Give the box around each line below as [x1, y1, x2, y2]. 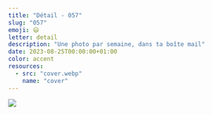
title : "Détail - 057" [8, 11, 82, 20]
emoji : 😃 [8, 26, 39, 34]
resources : [8, 63, 44, 70]
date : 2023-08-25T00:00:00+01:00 [8, 48, 118, 56]
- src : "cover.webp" [15, 70, 82, 77]
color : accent [8, 56, 55, 63]
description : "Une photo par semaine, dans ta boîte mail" [8, 41, 206, 49]
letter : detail [8, 33, 58, 41]
